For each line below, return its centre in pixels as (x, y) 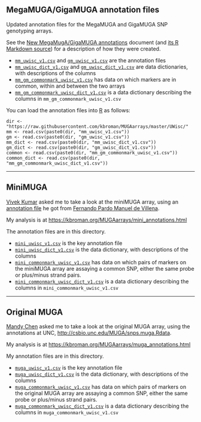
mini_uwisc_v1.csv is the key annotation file (68, 243)
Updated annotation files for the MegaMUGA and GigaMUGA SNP (87, 24)
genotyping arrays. (30, 31)
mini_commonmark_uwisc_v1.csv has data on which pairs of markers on (100, 262)
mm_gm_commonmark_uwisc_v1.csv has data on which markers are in (95, 79)
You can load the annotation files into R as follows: (68, 110)
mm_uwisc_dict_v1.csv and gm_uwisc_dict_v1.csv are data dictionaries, (101, 67)
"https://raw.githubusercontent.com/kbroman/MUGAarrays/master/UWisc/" (97, 126)
